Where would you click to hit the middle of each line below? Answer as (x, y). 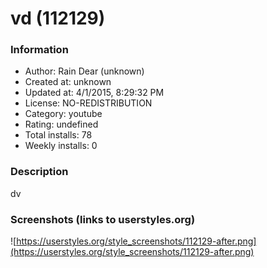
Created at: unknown (68, 82)
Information (39, 50)
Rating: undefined (61, 124)
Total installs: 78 (58, 135)
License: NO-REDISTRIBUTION (88, 103)
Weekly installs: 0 (61, 146)
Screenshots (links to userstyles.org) (103, 219)
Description (39, 172)
